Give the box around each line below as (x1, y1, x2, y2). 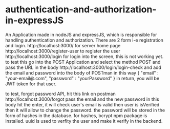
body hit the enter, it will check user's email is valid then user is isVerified (5, 101, 160, 107)
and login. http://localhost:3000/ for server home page (5, 42, 121, 48)
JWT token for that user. (5, 81, 57, 87)
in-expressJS (5, 14, 64, 26)
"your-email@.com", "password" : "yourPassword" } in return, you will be (5, 75, 160, 81)
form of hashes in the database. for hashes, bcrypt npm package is (5, 112, 147, 119)
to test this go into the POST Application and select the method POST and (5, 59, 161, 65)
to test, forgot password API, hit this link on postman (5, 90, 116, 97)
